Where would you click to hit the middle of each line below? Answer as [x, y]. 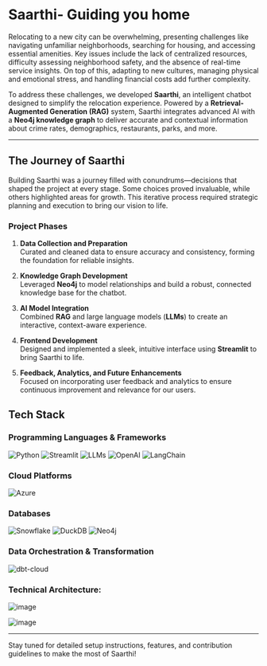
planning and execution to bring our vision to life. [88, 206]
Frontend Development [58, 341]
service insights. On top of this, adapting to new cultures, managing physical [133, 70]
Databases [29, 513]
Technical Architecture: [55, 590]
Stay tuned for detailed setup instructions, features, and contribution [120, 645]
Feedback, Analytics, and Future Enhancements [101, 373]
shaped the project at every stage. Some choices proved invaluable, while [129, 188]
